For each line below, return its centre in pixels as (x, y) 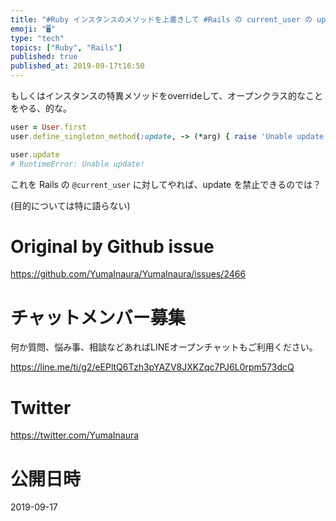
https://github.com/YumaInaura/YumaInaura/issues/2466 (128, 274)
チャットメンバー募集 (98, 317)
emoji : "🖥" (33, 29)
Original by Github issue (112, 246)
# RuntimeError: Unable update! (77, 164)
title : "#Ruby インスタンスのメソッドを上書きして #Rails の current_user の (161, 19)
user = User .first (48, 127)
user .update (35, 154)
